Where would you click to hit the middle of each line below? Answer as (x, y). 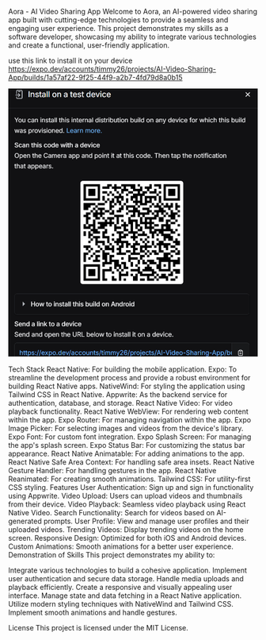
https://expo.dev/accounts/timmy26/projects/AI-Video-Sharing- (112, 69)
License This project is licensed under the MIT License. (98, 628)
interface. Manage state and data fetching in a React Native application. (125, 596)
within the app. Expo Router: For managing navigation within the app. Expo (130, 420)
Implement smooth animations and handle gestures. (93, 613)
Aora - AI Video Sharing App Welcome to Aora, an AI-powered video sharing (133, 12)
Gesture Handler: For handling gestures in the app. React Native (112, 471)
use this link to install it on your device (70, 60)
